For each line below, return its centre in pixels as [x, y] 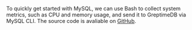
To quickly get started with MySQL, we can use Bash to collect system [94, 9]
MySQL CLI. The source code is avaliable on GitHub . [71, 21]
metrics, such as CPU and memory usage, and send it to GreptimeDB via [96, 15]
